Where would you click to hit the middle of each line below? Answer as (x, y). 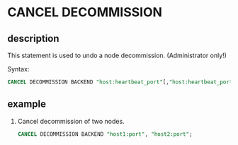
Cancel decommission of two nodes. (71, 121)
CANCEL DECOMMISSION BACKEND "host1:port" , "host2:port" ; (105, 134)
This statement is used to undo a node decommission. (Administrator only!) (117, 55)
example (27, 104)
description (33, 39)
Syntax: (18, 69)
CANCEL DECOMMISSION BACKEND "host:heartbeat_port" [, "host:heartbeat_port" (121, 82)
